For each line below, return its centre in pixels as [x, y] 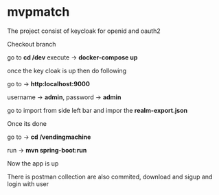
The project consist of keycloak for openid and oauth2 [84, 31]
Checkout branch [32, 44]
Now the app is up [33, 163]
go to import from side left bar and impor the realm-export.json [97, 110]
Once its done [27, 123]
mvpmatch [38, 12]
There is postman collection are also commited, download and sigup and [110, 177]
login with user [28, 184]
